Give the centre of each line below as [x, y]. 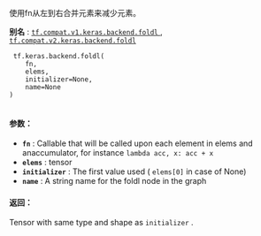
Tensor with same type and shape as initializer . [101, 223]
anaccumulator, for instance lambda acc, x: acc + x [118, 153]
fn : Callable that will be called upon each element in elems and [138, 143]
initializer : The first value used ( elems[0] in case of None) [134, 171]
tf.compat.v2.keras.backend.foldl [73, 41]
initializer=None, [59, 80]
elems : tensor [47, 163]
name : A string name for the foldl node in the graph [114, 181]
